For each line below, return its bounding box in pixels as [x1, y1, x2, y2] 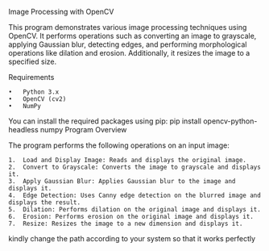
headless [8, 125, 39, 134]
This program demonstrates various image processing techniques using [8, 23, 247, 31]
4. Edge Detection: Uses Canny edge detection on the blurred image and [8, 191, 262, 199]
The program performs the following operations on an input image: [8, 140, 230, 150]
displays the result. [8, 199, 81, 207]
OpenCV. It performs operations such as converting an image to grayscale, [8, 31, 257, 40]
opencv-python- [202, 116, 258, 126]
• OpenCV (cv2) [8, 95, 67, 103]
